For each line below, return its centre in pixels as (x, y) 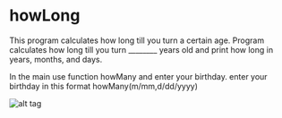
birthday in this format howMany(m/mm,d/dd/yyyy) (104, 86)
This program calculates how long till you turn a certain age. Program (137, 40)
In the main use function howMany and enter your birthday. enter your (138, 76)
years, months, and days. (56, 59)
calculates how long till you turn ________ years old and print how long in (141, 49)
